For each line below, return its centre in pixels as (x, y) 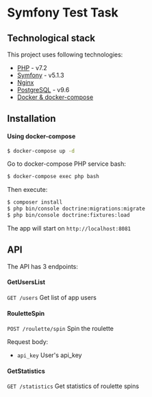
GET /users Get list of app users (52, 297)
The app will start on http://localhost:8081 (69, 228)
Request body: (28, 342)
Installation (31, 119)
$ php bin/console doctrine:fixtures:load (68, 215)
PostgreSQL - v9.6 (43, 90)
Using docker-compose (41, 136)
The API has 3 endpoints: (43, 266)
